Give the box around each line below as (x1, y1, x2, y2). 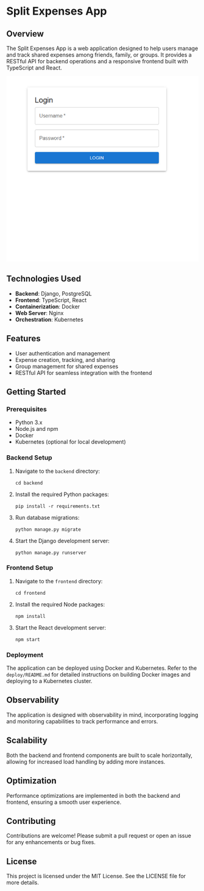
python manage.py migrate (15, 526, 81, 533)
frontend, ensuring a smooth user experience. (6, 798, 122, 806)
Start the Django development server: (15, 537, 110, 544)
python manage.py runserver (15, 550, 86, 556)
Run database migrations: (15, 514, 80, 521)
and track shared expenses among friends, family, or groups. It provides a (6, 51, 192, 59)
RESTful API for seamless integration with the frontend (15, 369, 152, 376)
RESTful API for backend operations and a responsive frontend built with (6, 58, 189, 65)
